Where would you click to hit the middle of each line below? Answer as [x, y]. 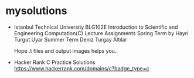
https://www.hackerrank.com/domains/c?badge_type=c [82, 68]
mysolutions [36, 11]
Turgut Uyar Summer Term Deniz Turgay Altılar [70, 39]
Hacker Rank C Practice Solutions [55, 62]
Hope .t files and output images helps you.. [66, 50]
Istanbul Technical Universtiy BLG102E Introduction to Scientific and [96, 27]
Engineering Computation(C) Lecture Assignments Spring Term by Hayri [101, 33]
